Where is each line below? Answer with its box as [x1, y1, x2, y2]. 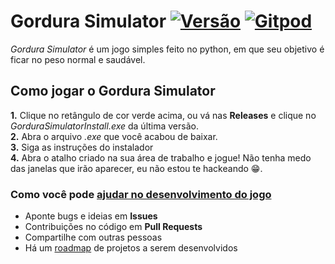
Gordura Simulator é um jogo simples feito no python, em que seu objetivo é [10, 43, 325, 55]
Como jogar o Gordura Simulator [10, 83, 216, 100]
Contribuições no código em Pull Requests [24, 221, 203, 233]
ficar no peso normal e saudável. [10, 53, 146, 65]
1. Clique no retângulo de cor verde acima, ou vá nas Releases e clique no [10, 109, 317, 121]
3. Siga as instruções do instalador [10, 141, 154, 153]
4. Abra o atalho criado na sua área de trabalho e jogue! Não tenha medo [10, 151, 312, 164]
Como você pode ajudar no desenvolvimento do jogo [10, 187, 272, 201]
